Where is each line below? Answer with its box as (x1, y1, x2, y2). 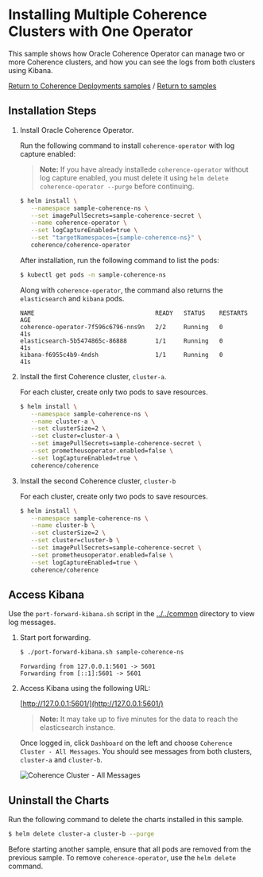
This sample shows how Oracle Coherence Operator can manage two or (8, 49, 245, 58)
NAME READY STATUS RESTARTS (19, 309, 248, 317)
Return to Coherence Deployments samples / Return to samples (8, 81, 217, 91)
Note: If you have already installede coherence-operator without (39, 165, 249, 174)
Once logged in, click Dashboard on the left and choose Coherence (19, 738, 233, 748)
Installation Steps (8, 104, 97, 118)
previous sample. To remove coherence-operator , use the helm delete (8, 852, 237, 862)
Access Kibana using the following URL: (19, 684, 151, 693)
